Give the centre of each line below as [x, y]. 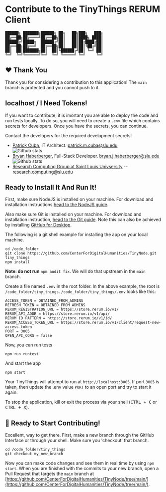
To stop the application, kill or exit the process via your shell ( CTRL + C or [81, 402]
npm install [17, 262]
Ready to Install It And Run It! [51, 187]
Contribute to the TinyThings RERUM [83, 9]
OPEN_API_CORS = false [29, 336]
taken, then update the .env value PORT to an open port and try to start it [78, 387]
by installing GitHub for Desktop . [39, 225]
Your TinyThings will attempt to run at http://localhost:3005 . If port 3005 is [82, 382]
